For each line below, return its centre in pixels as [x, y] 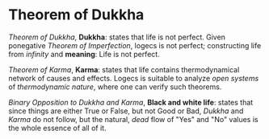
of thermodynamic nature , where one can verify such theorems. [115, 87]
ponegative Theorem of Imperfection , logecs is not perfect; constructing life [135, 45]
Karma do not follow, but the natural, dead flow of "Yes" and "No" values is [133, 119]
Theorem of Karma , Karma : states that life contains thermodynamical [124, 69]
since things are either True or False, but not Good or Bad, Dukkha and [126, 111]
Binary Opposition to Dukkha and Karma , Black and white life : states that [131, 102]
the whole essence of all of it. [57, 128]
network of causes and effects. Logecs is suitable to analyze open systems [134, 78]
